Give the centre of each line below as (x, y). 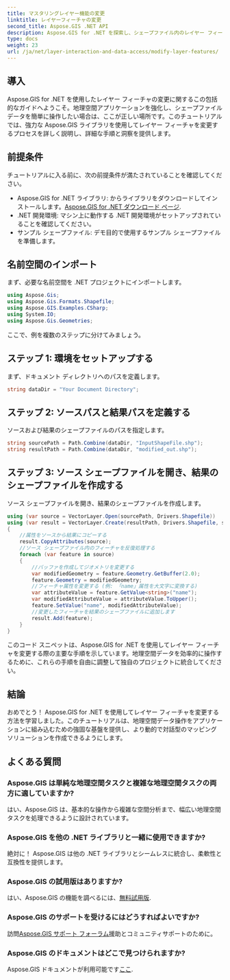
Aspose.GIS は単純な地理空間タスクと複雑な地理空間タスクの (108, 782)
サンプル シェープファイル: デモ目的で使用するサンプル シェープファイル (119, 232)
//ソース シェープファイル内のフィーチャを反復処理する (87, 548)
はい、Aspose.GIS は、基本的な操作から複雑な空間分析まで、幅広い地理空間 (114, 809)
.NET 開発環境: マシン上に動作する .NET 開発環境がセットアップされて (116, 215)
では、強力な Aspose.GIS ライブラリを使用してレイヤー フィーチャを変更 (110, 125)
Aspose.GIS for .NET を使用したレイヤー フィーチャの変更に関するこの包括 (112, 99)
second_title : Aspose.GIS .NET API (58, 26)
